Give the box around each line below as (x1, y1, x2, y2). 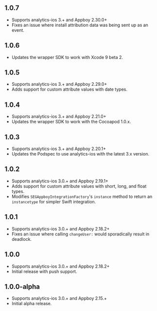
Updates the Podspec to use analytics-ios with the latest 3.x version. (11, 151, 149, 157)
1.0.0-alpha (4, 282, 40, 291)
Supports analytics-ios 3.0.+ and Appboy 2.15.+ (11, 295, 107, 301)
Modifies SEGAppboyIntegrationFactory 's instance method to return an (11, 194, 153, 199)
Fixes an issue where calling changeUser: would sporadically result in (11, 231, 150, 237)
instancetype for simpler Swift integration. (11, 198, 96, 204)
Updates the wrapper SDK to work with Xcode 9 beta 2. (11, 54, 123, 60)
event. (11, 27, 25, 33)
